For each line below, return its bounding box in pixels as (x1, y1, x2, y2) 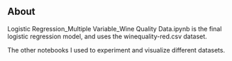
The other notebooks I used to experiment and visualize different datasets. (7, 45, 226, 54)
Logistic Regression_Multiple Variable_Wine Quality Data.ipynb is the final (7, 24, 222, 33)
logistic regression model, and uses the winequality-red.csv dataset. (7, 32, 207, 40)
